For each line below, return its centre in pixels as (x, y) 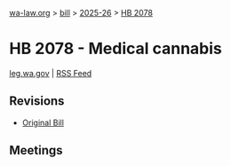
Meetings (36, 150)
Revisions (37, 101)
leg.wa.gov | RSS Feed (51, 73)
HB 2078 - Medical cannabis (115, 49)
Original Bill (43, 123)
